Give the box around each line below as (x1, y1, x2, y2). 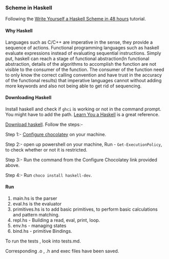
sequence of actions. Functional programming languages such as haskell (5, 44, 160, 50)
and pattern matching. (12, 211, 60, 217)
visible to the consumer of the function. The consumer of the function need (5, 66, 164, 72)
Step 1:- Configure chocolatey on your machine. (5, 131, 107, 137)
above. (5, 162, 20, 168)
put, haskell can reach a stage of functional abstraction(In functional (5, 55, 150, 62)
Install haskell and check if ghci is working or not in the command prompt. (5, 106, 161, 112)
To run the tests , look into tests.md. (5, 238, 81, 244)
